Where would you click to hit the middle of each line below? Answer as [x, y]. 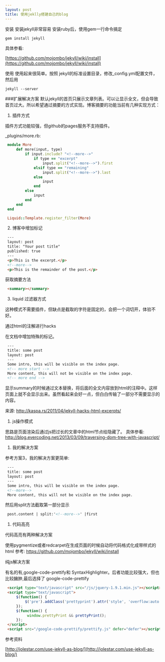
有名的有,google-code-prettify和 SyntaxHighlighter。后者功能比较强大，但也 [82, 572]
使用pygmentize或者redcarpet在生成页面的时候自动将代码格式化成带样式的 [81, 545]
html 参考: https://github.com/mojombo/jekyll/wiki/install [62, 552]
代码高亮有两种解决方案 [29, 535]
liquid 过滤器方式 [29, 299]
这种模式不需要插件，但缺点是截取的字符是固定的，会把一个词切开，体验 [78, 309]
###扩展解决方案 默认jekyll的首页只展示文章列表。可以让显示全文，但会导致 [82, 99]
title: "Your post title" [34, 247]
